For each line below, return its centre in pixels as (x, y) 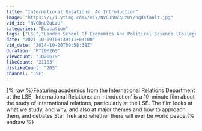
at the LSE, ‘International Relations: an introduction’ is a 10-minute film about (101, 97)
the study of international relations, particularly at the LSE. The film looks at (99, 103)
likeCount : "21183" (31, 62)
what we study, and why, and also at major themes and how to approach (96, 109)
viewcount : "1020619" (33, 56)
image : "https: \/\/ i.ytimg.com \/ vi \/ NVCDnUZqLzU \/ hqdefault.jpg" (90, 17)
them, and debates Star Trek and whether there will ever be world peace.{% (100, 116)
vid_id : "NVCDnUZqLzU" (35, 23)
